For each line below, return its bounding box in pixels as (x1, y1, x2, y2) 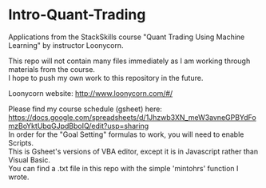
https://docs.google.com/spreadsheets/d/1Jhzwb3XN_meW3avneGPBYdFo (8, 112, 257, 122)
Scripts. (8, 138, 34, 147)
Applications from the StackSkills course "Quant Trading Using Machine (8, 32, 245, 42)
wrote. (8, 172, 30, 182)
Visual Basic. (8, 154, 50, 165)
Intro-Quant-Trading (8, 6, 146, 24)
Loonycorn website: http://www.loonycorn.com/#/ (8, 88, 173, 98)
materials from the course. (8, 64, 96, 74)
